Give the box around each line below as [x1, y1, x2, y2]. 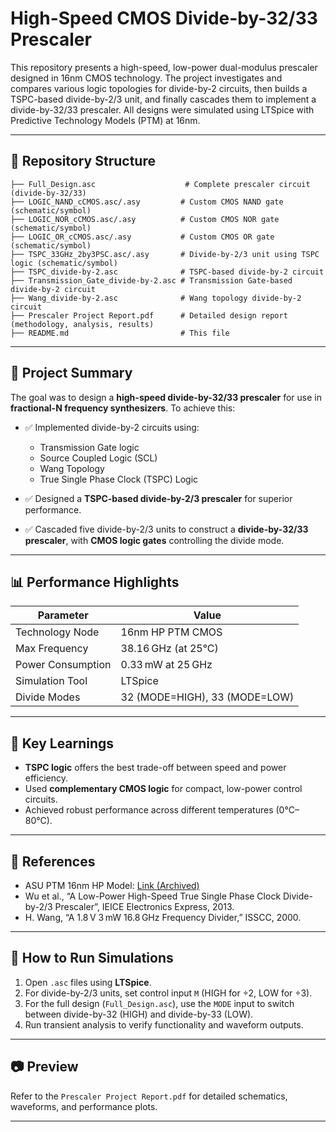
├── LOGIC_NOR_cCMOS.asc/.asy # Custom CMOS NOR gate [10, 214, 280, 224]
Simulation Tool [15, 674, 88, 688]
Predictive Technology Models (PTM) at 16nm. [10, 114, 201, 126]
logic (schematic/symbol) [10, 258, 118, 268]
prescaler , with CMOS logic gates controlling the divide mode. [24, 534, 285, 546]
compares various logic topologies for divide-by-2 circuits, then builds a [10, 82, 308, 94]
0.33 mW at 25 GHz [120, 658, 213, 672]
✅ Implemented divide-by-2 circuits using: [24, 421, 200, 433]
